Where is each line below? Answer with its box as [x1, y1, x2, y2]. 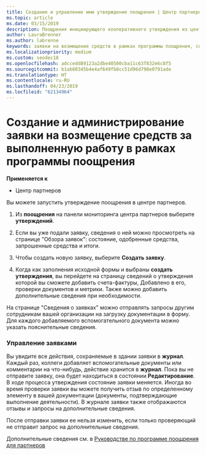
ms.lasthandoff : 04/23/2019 [6, 84, 78, 90]
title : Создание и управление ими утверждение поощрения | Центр [6, 9, 177, 15]
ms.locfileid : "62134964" [6, 89, 72, 95]
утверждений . [15, 217, 55, 224]
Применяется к [6, 174, 48, 182]
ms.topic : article [6, 15, 53, 21]
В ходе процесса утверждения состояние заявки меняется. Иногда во [6, 379, 192, 386]
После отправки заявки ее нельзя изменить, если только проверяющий [6, 417, 196, 424]
